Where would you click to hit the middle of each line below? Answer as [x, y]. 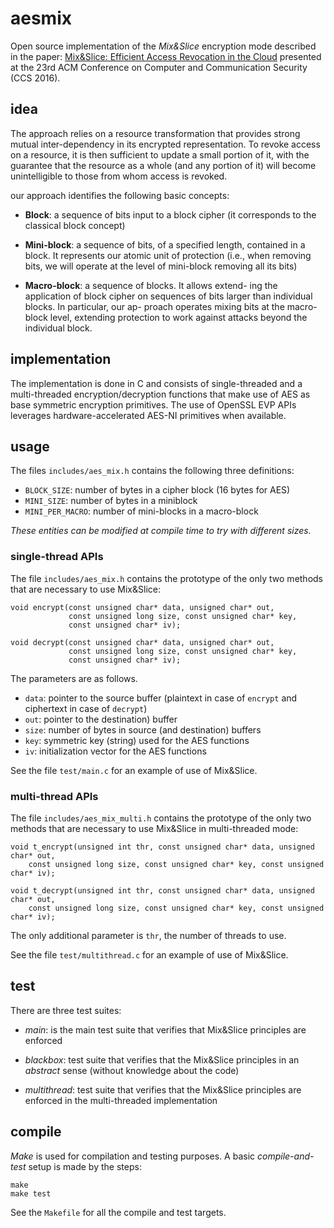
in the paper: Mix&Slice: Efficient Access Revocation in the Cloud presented [166, 56]
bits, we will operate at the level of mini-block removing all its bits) [161, 266]
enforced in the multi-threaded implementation [121, 1100]
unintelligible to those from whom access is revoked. [119, 176]
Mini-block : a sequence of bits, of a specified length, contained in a [165, 244]
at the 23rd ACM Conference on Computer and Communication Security [159, 67]
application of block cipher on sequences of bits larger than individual [168, 296]
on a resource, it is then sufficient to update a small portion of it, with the [160, 154]
